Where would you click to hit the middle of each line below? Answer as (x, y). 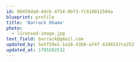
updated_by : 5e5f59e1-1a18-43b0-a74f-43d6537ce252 (70, 45)
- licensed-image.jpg (38, 34)
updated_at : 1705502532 (36, 50)
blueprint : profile (30, 17)
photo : (14, 28)
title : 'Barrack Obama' (36, 22)
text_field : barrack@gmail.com (45, 39)
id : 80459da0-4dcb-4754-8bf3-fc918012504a (60, 12)
